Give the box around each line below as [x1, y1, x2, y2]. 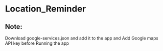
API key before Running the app [5, 40, 70, 46]
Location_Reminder [5, 3, 86, 14]
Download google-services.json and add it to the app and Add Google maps [5, 35, 159, 41]
